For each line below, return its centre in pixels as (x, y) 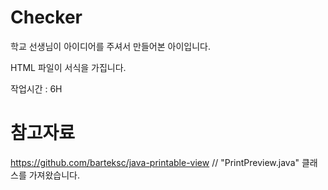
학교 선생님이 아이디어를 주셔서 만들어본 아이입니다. (110, 46)
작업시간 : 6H (36, 88)
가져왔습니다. (54, 175)
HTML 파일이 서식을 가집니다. (68, 67)
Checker (46, 17)
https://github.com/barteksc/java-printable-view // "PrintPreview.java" (155, 162)
